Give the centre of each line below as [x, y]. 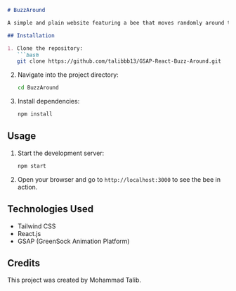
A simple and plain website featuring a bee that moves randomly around [116, 23]
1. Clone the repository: [45, 48]
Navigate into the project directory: [68, 75]
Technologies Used [50, 209]
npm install [35, 114]
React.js [29, 233]
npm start [32, 166]
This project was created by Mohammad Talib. [74, 280]
